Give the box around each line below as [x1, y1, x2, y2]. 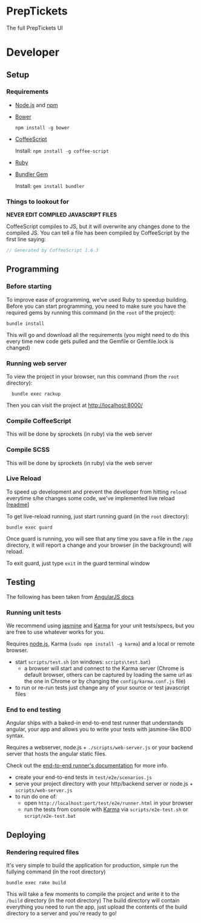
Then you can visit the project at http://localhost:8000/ [6, 401, 143, 409]
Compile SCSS [6, 446, 50, 454]
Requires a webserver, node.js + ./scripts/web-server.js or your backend [6, 744, 193, 751]
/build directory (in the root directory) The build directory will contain [6, 896, 180, 904]
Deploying [6, 830, 46, 840]
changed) [6, 344, 30, 351]
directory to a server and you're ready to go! [6, 909, 117, 917]
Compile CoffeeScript [6, 416, 71, 425]
